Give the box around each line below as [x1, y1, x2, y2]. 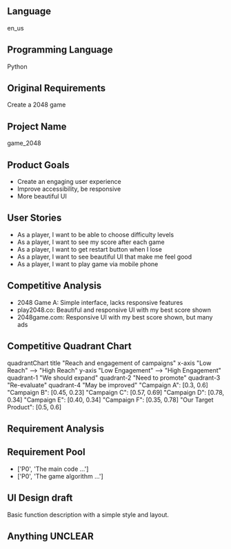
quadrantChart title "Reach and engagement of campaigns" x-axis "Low [7, 359, 212, 367]
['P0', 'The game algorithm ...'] [17, 472, 103, 480]
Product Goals [7, 159, 70, 171]
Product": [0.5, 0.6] [7, 402, 62, 411]
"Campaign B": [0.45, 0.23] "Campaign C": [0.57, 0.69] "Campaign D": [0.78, [7, 388, 225, 396]
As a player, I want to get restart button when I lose [17, 245, 162, 253]
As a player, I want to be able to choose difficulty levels [17, 230, 174, 239]
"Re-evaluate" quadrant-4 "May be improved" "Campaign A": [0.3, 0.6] [7, 380, 208, 389]
